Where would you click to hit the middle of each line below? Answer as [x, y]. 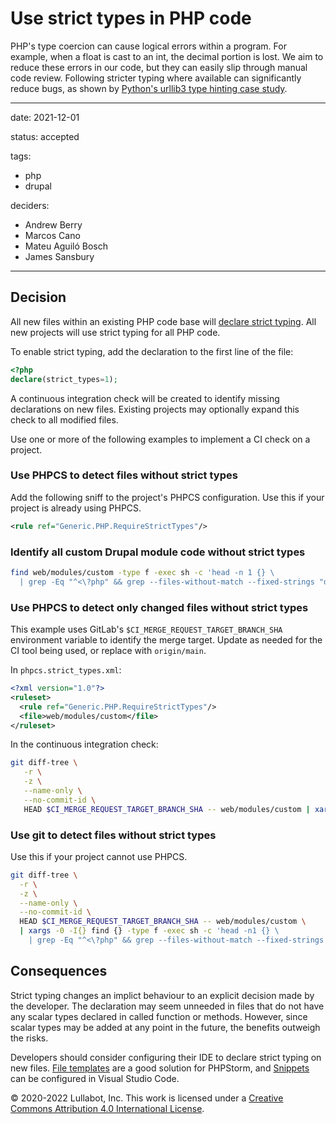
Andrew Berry [53, 224]
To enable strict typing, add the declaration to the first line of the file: [152, 351]
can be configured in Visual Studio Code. [95, 1078]
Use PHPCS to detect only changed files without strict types [159, 607]
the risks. [29, 1038]
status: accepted [45, 136]
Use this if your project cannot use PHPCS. [99, 856]
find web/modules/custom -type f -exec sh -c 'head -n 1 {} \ [142, 572]
